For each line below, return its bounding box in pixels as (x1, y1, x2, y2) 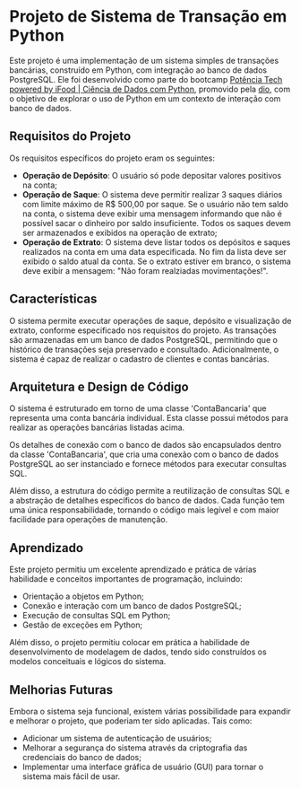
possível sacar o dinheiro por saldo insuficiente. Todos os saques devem (21, 217, 291, 228)
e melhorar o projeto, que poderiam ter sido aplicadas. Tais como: (9, 715, 253, 726)
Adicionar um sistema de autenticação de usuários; (21, 733, 212, 743)
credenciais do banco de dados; (21, 752, 141, 762)
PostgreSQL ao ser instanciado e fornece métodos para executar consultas (9, 459, 287, 469)
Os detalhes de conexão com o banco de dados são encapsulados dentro (9, 440, 282, 451)
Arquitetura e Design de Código (9, 379, 190, 394)
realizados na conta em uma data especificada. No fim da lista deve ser (21, 246, 287, 257)
